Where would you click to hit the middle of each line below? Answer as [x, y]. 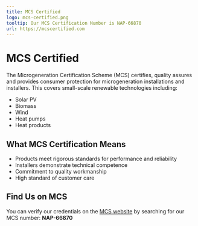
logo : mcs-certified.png [37, 17]
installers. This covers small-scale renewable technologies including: [92, 88]
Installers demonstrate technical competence [71, 165]
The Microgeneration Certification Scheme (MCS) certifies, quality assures [99, 75]
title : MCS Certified [34, 12]
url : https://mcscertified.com [46, 29]
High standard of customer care [55, 178]
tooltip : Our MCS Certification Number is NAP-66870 [74, 23]
